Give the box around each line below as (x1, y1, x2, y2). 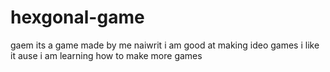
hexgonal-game (10, 6, 145, 29)
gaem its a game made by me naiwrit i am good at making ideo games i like (10, 39, 320, 51)
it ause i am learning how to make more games (10, 49, 203, 61)
